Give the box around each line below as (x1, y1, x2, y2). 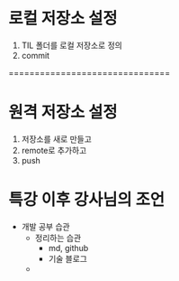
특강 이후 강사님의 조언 (8, 190, 166, 211)
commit (21, 50, 50, 61)
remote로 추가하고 (21, 145, 87, 155)
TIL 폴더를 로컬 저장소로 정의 (21, 40, 122, 51)
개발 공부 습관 (21, 220, 70, 231)
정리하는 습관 (34, 232, 82, 243)
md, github (48, 242, 89, 253)
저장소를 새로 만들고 (21, 133, 92, 145)
